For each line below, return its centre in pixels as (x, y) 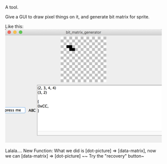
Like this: (14, 26)
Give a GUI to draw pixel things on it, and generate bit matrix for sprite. (78, 17)
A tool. (12, 7)
